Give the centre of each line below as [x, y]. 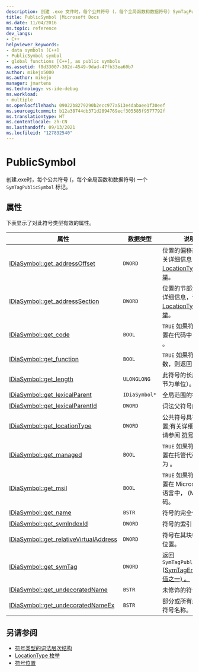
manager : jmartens [29, 84]
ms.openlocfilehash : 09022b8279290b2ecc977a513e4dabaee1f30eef [86, 105]
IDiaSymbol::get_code [39, 335]
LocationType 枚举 [37, 655]
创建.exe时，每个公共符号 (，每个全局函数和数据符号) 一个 [77, 179]
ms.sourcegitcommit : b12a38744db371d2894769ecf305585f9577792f [86, 111]
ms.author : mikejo [29, 78]
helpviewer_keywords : [33, 45]
